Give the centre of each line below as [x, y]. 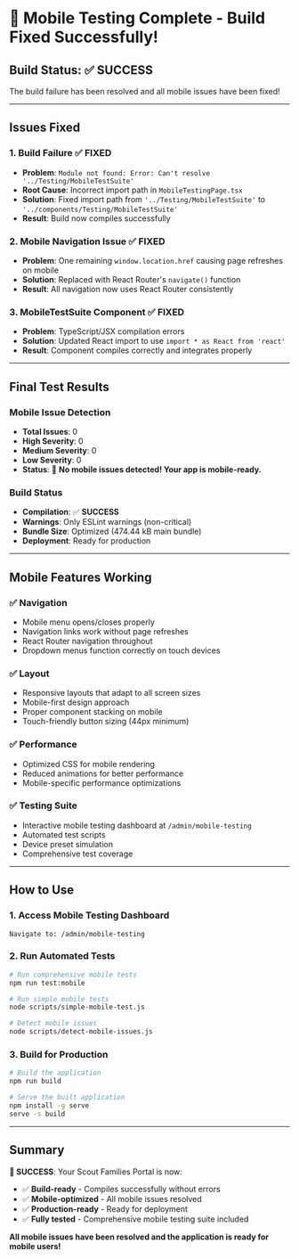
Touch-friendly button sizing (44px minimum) [105, 722]
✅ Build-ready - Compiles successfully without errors [121, 1189]
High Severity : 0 [53, 441]
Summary [37, 1150]
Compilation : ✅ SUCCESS [71, 512]
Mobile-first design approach [76, 702]
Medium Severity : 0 [59, 450]
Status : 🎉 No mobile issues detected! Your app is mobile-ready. [141, 469]
